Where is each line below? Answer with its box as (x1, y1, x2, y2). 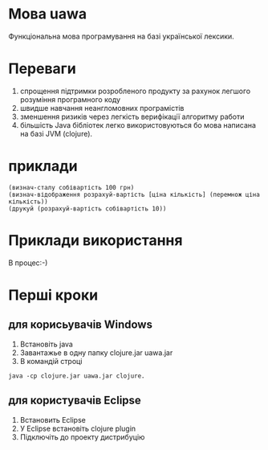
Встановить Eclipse (19, 415, 86, 424)
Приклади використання (8, 231, 183, 249)
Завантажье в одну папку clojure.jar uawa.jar (19, 347, 173, 358)
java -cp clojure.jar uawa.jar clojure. (8, 371, 146, 380)
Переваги (8, 59, 76, 78)
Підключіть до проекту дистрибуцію (19, 432, 145, 442)
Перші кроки (8, 286, 99, 304)
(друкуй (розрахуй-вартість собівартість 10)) (8, 204, 167, 213)
